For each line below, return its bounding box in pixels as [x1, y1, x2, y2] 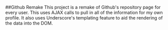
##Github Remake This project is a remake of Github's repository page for [5, 4, 161, 10]
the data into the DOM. [5, 20, 53, 26]
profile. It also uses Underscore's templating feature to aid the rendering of [5, 15, 163, 20]
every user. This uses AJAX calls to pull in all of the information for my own [5, 9, 163, 15]
